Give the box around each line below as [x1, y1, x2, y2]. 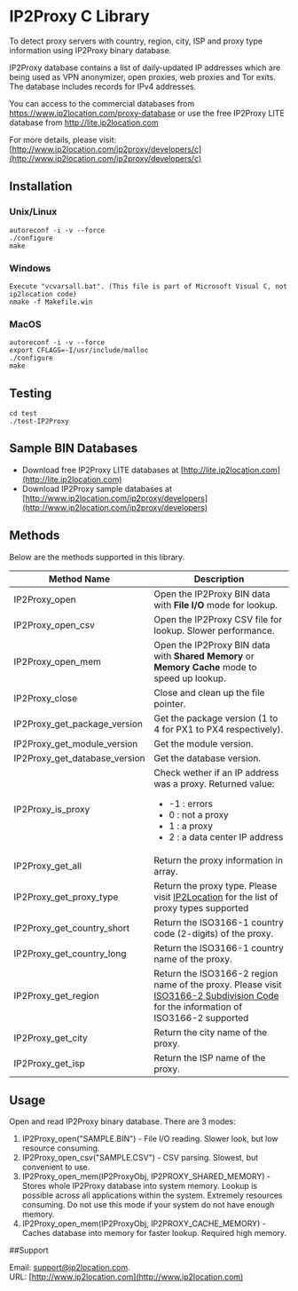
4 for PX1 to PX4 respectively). [153, 723, 284, 735]
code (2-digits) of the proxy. [153, 927, 274, 939]
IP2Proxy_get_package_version [13, 717, 144, 730]
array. [153, 865, 179, 877]
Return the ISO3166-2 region [153, 967, 278, 979]
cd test [9, 409, 38, 418]
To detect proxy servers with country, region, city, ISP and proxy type [9, 36, 263, 46]
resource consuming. [21, 1143, 100, 1153]
